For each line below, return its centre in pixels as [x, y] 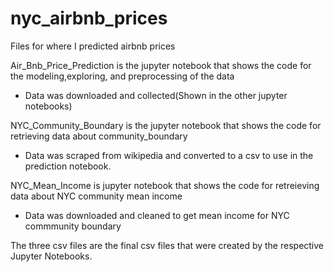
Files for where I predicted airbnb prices [93, 46]
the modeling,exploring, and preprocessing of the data [122, 76]
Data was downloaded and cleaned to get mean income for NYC [157, 215]
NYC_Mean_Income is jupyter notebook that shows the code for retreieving [165, 185]
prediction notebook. [68, 166]
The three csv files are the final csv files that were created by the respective [167, 245]
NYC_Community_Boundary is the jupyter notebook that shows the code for [166, 125]
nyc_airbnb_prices [89, 18]
